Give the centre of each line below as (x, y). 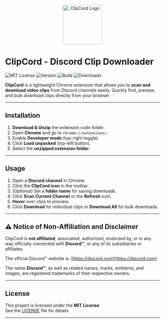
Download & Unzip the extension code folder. (58, 127)
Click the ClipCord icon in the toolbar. (51, 185)
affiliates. (14, 249)
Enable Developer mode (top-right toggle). (55, 138)
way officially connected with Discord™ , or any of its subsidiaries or (73, 244)
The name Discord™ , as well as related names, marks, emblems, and (74, 268)
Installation (23, 116)
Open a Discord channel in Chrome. (49, 180)
